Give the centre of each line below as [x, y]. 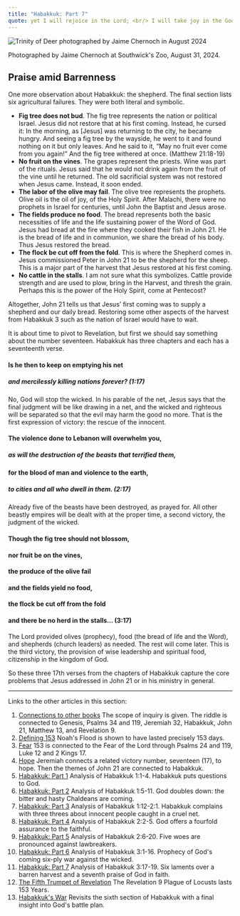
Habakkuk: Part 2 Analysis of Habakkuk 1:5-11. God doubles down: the [121, 791]
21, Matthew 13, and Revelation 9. [67, 730]
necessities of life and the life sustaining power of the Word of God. [117, 222]
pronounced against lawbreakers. [68, 844]
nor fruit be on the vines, [45, 555]
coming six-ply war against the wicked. [76, 859]
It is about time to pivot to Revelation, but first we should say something [113, 334]
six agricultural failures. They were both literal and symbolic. [96, 102]
